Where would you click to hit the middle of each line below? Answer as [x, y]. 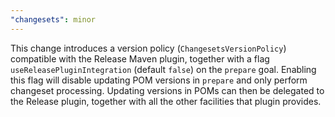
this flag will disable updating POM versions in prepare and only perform [159, 80]
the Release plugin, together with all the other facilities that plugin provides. [166, 101]
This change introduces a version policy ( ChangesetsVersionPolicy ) [148, 48]
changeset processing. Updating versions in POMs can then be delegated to [167, 90]
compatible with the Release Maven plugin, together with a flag [140, 58]
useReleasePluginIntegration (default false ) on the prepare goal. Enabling [163, 69]
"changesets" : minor [53, 19]
